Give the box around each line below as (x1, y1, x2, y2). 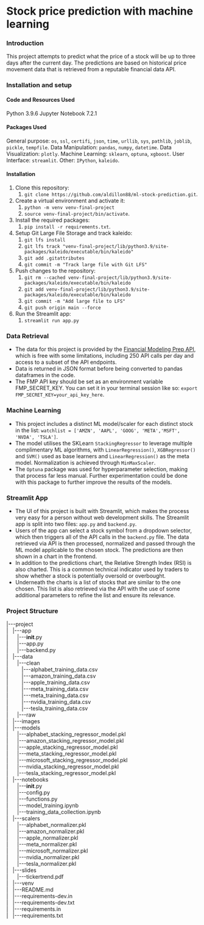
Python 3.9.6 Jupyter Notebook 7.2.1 (6, 110, 97, 117)
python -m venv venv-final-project (24, 205, 114, 211)
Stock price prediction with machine (6, 4, 194, 18)
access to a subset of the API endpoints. (15, 358, 117, 366)
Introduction (6, 39, 44, 48)
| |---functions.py (6, 795, 58, 803)
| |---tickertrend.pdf (6, 873, 64, 881)
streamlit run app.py (24, 318, 79, 324)
